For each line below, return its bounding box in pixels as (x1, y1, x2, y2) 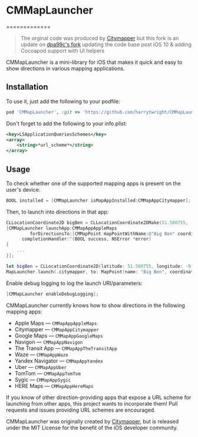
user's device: (6, 186, 41, 193)
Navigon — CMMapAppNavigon (14, 338, 83, 345)
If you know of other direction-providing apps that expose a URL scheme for (6, 394, 192, 401)
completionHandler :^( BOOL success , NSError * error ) (21, 236, 151, 242)
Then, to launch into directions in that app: (6, 208, 109, 215)
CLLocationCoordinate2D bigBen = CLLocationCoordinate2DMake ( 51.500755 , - (6, 219, 194, 225)
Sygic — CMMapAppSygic (14, 376, 71, 383)
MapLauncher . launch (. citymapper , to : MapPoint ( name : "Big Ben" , (6, 268, 167, 275)
